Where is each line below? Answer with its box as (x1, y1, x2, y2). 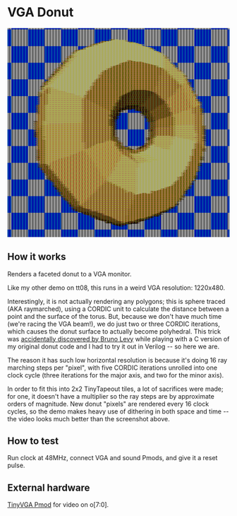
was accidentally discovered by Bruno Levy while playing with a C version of (7, 334, 230, 343)
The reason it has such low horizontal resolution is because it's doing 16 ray (7, 356, 228, 364)
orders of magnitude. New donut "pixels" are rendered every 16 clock (7, 399, 209, 408)
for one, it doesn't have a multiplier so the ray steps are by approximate (7, 392, 215, 400)
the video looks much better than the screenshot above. (7, 414, 171, 423)
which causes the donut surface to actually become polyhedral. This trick (7, 327, 221, 336)
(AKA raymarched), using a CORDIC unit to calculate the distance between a (7, 305, 229, 313)
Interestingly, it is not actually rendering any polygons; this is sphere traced (7, 297, 226, 305)
